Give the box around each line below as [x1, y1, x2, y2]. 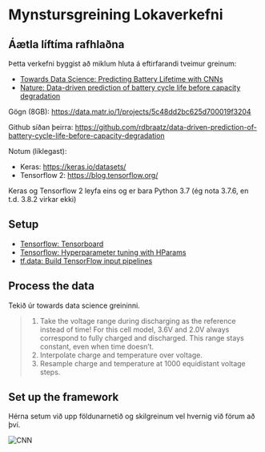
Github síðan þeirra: [8, 123, 74, 131]
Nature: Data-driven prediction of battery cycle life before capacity [19, 83, 241, 92]
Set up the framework [8, 390, 119, 404]
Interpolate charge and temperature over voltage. [39, 350, 203, 360]
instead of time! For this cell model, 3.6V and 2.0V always [39, 325, 230, 334]
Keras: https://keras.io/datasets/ [19, 162, 126, 172]
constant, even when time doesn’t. [39, 341, 155, 351]
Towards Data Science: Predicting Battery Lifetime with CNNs [19, 75, 223, 83]
